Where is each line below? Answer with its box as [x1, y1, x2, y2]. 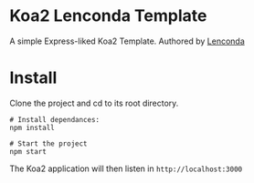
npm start [9, 147, 48, 156]
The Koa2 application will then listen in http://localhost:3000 [9, 163, 243, 174]
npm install [9, 123, 55, 132]
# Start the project [9, 138, 89, 148]
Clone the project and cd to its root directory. [9, 97, 179, 108]
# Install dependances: [9, 115, 101, 124]
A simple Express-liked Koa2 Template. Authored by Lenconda [9, 36, 245, 46]
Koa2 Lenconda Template [9, 5, 207, 26]
